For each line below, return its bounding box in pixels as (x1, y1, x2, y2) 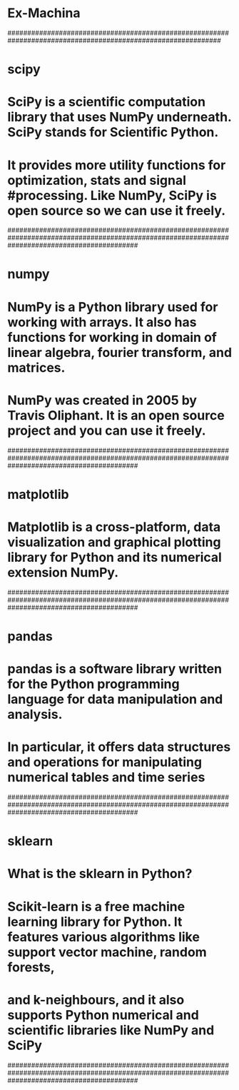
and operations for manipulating (7, 755, 202, 770)
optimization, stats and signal (7, 172, 187, 188)
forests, (7, 959, 55, 975)
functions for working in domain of (7, 329, 218, 345)
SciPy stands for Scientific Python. (7, 124, 219, 141)
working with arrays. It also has (7, 314, 197, 330)
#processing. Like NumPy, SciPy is (7, 187, 218, 203)
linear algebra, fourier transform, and (7, 344, 233, 360)
